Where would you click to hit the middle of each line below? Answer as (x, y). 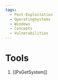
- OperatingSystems (30, 19)
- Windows (20, 24)
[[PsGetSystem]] (30, 72)
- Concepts (21, 29)
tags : (11, 10)
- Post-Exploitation (31, 15)
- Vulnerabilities (29, 33)
